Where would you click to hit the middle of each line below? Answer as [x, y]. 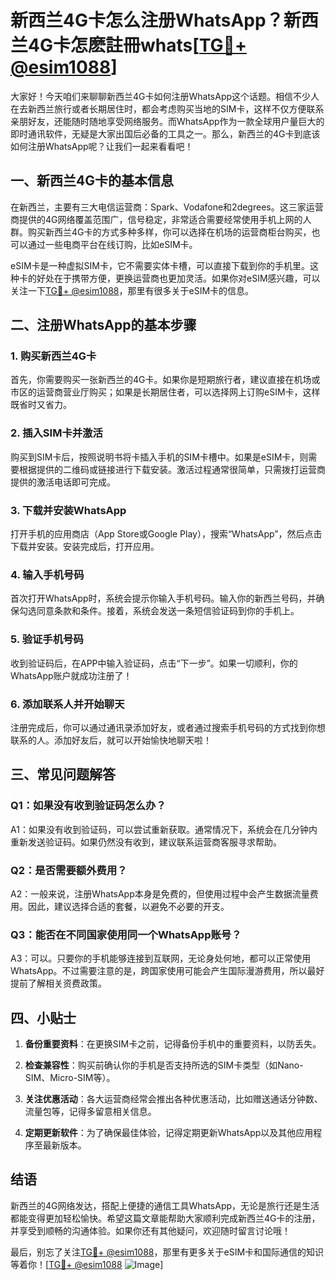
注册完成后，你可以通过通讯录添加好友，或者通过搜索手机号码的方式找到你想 [168, 727]
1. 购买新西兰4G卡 [53, 356]
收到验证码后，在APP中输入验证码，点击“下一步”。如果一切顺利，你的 [154, 663]
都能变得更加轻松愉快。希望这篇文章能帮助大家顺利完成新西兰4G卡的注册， [165, 1218]
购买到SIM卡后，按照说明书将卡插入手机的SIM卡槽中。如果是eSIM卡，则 [159, 457]
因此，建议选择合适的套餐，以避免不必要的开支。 [128, 906]
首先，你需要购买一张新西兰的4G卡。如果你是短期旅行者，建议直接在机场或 [165, 380]
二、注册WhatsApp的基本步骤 [103, 325]
